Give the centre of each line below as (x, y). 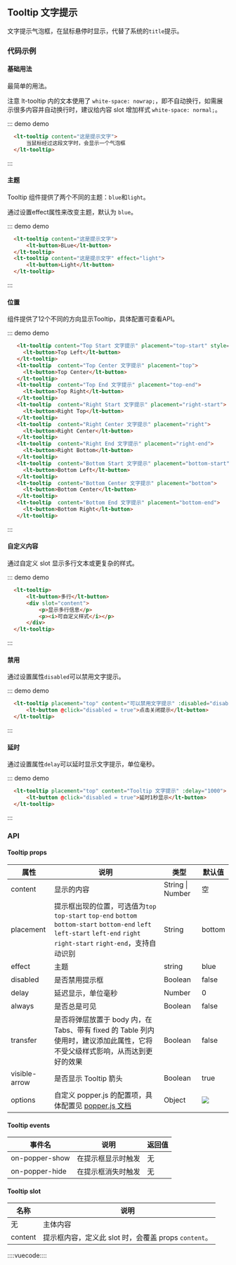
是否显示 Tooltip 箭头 (88, 1078)
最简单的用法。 (29, 86)
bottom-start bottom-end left (103, 924)
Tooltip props (27, 852)
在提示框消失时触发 (109, 1171)
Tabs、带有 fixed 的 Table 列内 (104, 1030)
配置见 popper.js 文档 (96, 1105)
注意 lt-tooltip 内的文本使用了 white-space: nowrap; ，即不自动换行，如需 (112, 101)
